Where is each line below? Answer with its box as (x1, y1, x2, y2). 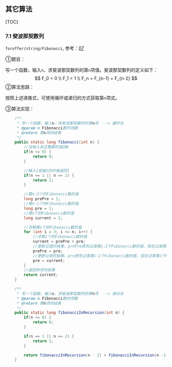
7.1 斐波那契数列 (5, 32, 45, 39)
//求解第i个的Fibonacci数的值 (24, 225, 82, 230)
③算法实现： (5, 106, 34, 112)
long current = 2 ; (24, 215, 63, 220)
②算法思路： (5, 84, 34, 90)
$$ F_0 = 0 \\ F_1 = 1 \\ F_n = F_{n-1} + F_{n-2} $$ (34, 75, 138, 81)
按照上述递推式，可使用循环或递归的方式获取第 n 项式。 (5, 95, 120, 101)
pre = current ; (32, 258, 66, 263)
